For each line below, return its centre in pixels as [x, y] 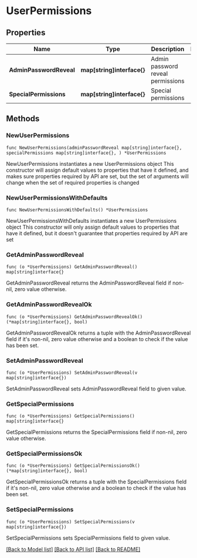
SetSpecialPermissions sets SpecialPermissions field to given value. [88, 538]
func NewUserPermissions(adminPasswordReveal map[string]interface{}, [94, 148]
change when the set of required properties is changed [73, 182]
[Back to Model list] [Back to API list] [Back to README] [73, 549]
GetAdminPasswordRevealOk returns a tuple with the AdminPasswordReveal [98, 333]
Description [168, 49]
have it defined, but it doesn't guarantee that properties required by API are [97, 233]
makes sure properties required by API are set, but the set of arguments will [97, 176]
